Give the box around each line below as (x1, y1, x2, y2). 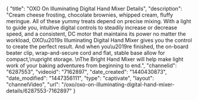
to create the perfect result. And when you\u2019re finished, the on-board (6, 43, 189, 50)
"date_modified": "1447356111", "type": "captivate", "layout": (6, 74, 154, 82)
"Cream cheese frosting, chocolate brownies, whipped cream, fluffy (6, 11, 174, 18)
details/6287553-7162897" (6, 87, 72, 94)
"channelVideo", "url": (6, 81, 61, 88)
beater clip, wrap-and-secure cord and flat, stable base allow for (6, 49, 165, 56)
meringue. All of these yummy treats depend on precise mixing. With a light (6, 18, 191, 24)
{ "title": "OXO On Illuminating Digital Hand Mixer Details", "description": (6, 5, 182, 12)
